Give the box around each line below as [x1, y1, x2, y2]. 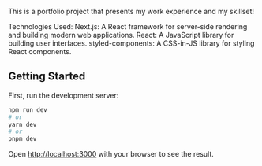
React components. [8, 47, 72, 56]
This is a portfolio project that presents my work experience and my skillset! [8, 7, 255, 16]
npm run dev [8, 105, 47, 113]
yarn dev [8, 120, 37, 128]
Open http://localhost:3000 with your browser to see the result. [8, 149, 215, 159]
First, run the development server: [8, 90, 119, 100]
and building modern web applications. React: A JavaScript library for [8, 31, 234, 39]
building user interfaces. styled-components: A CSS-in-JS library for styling [8, 39, 255, 48]
